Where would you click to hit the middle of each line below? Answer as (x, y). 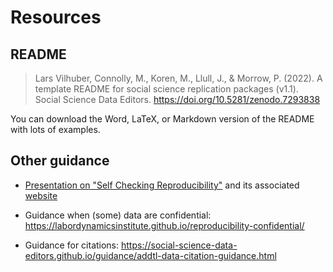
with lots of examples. (55, 129)
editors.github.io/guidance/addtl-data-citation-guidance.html (150, 255)
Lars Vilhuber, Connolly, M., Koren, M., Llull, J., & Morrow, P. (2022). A (178, 78)
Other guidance (60, 161)
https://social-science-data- (179, 245)
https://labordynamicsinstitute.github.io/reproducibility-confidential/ (164, 225)
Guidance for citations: (72, 245)
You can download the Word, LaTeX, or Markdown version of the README (162, 119)
